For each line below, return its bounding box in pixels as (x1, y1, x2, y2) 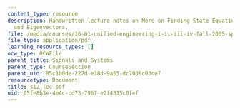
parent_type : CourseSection (7, 63, 91, 70)
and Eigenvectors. (14, 23, 69, 31)
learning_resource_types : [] (7, 43, 94, 50)
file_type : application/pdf (7, 37, 91, 44)
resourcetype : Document (7, 76, 79, 84)
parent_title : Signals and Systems (7, 57, 114, 64)
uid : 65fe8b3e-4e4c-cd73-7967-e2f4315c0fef (7, 90, 139, 97)
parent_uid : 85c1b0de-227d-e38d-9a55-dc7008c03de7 (7, 70, 161, 77)
